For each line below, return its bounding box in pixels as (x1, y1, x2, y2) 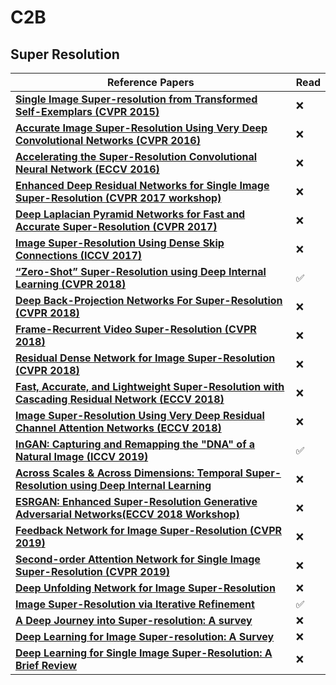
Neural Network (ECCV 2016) (15, 162, 160, 176)
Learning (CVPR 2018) (15, 277, 127, 291)
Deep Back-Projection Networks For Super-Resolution (15, 294, 283, 307)
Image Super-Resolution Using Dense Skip (15, 236, 225, 250)
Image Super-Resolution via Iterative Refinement (15, 597, 255, 611)
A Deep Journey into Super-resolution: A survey (15, 614, 253, 627)
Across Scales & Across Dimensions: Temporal (15, 466, 243, 480)
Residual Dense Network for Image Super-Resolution (15, 351, 276, 365)
